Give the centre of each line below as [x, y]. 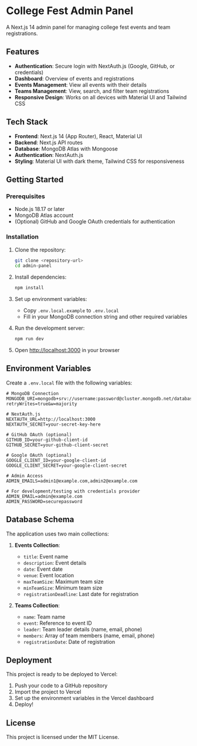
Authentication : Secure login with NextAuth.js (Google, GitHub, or [94, 66]
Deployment [29, 660]
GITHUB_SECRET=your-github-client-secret [57, 445]
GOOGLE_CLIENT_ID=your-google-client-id [56, 460]
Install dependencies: [40, 277]
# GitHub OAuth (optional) [39, 434]
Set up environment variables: [51, 299]
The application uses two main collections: [58, 534]
